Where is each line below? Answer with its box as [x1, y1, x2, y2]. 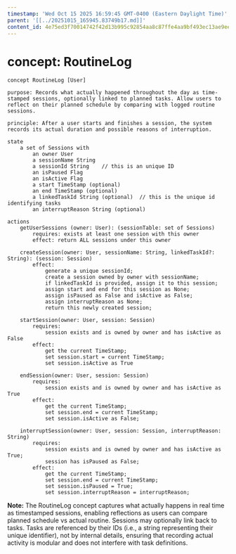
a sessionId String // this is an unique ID [32, 163, 174, 170]
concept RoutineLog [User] [7, 77, 86, 84]
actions [7, 219, 30, 226]
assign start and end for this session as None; [44, 286, 190, 293]
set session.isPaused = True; [44, 483, 133, 490]
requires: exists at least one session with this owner [32, 231, 199, 238]
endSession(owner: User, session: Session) [20, 372, 150, 380]
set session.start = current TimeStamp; [44, 354, 165, 361]
